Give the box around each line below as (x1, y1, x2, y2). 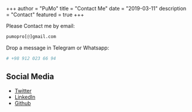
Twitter (14, 87, 32, 94)
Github (14, 99, 31, 107)
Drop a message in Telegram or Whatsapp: (6, 44, 109, 51)
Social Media (6, 72, 54, 82)
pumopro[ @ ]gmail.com (6, 34, 57, 40)
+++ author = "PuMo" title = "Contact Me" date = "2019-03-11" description (6, 5, 187, 12)
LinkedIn (14, 93, 36, 100)
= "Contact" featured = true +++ (6, 11, 84, 18)
